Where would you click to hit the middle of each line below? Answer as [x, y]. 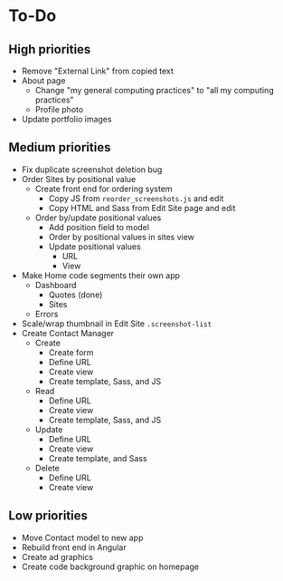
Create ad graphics [57, 557]
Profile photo [59, 109]
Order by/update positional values [98, 218]
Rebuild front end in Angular [74, 547]
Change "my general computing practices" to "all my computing [154, 90]
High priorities [50, 49]
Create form [71, 352]
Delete [47, 468]
